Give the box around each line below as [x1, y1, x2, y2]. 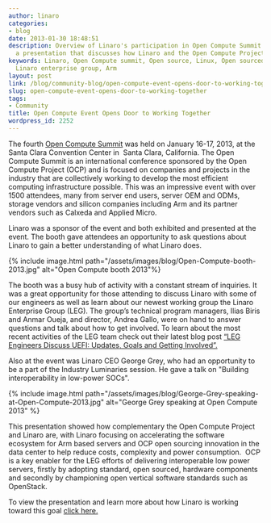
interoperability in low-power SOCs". [8, 373, 130, 383]
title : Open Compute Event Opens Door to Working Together [8, 110, 211, 118]
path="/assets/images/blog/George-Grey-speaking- [85, 388, 259, 398]
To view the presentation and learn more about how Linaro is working [8, 497, 240, 507]
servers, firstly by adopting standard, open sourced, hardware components [8, 464, 258, 474]
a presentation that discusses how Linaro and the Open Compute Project [15, 49, 265, 57]
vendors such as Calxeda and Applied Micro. [8, 207, 157, 217]
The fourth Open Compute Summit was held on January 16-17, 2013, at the [8, 139, 256, 149]
